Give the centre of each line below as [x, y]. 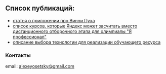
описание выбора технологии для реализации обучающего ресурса [87, 42]
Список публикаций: [40, 8]
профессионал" [30, 36]
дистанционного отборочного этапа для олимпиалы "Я [72, 31]
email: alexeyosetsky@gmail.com [40, 66]
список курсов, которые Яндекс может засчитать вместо [75, 26]
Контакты [18, 55]
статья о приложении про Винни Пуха [54, 20]
